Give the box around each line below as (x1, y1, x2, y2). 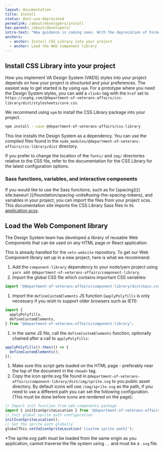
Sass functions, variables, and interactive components (5, 175, 138, 182)
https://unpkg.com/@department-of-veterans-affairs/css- (5, 96, 123, 100)
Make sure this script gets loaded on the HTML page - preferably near (12, 363, 154, 369)
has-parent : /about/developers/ (5, 25, 71, 30)
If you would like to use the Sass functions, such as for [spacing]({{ (5, 187, 141, 193)
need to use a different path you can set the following (12, 389, 120, 395)
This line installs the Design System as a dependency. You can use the (5, 133, 147, 139)
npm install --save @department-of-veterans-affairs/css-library (5, 124, 141, 129)
